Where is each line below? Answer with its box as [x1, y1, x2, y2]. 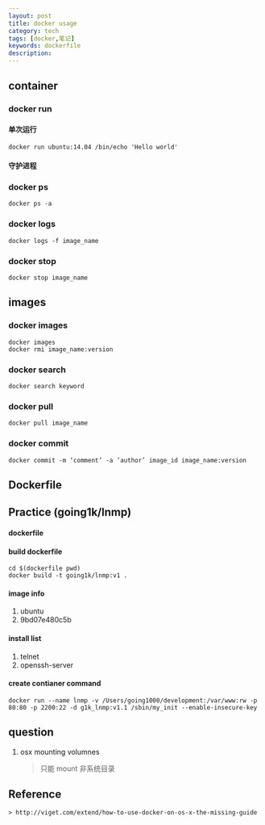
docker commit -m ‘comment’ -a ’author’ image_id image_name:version [8, 456, 247, 464]
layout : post [8, 11, 52, 20]
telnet [19, 651, 39, 661]
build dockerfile [8, 547, 63, 556]
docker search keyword [8, 382, 85, 390]
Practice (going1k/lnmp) [8, 505, 131, 519]
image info [8, 588, 45, 598]
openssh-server [19, 660, 74, 670]
